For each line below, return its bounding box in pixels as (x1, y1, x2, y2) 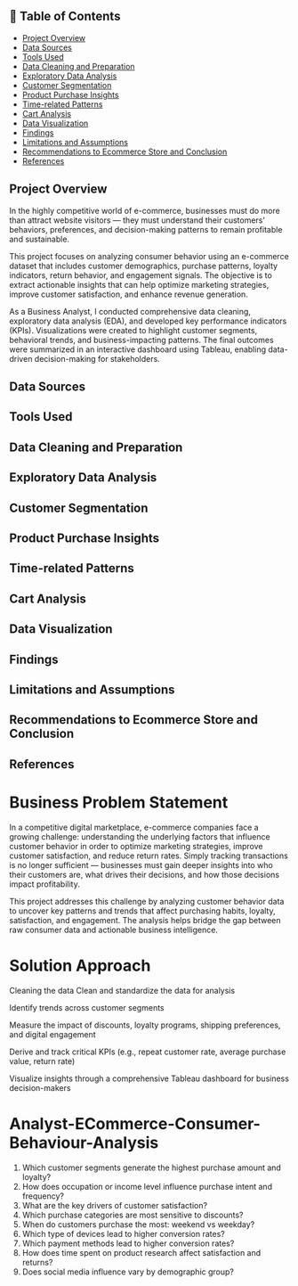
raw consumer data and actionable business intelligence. (9, 924, 218, 935)
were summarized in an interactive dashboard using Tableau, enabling (9, 344, 267, 355)
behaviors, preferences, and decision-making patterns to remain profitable (9, 224, 283, 234)
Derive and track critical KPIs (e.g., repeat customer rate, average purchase (9, 1046, 286, 1057)
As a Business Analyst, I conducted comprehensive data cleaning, (9, 306, 252, 316)
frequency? (21, 1191, 65, 1201)
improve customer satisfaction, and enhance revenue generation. (9, 289, 249, 299)
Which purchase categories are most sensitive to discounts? (21, 1209, 244, 1220)
